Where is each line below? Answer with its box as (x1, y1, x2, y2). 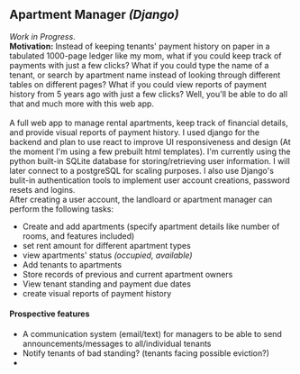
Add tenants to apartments (22, 259, 123, 269)
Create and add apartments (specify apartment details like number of (22, 221, 280, 232)
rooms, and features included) (22, 230, 135, 242)
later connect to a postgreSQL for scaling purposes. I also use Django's (9, 165, 275, 176)
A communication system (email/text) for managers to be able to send (22, 329, 282, 340)
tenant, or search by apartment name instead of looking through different (9, 69, 281, 80)
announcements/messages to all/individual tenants (22, 338, 212, 350)
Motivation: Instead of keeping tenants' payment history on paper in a (9, 41, 270, 51)
